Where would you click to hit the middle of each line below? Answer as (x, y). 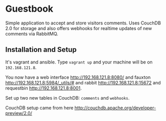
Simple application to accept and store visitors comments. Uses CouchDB (83, 23)
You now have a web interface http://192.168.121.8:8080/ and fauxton (78, 77)
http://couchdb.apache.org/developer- (115, 108)
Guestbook (29, 9)
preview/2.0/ (19, 113)
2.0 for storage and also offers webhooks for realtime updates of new (79, 28)
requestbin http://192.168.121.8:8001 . (44, 88)
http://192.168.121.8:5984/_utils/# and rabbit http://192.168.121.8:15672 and (83, 82)
